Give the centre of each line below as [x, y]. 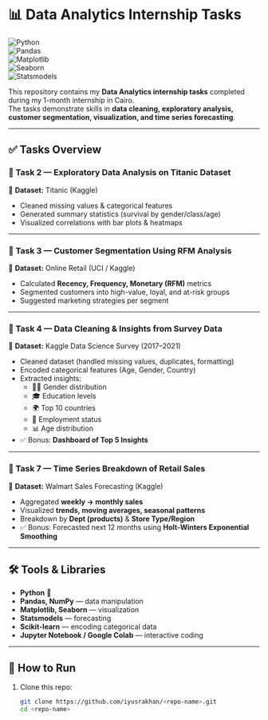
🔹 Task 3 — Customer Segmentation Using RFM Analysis [120, 250]
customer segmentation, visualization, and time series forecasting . [122, 117]
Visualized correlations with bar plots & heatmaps [101, 222]
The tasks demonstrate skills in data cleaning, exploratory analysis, [121, 109]
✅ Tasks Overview [55, 150]
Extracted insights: [51, 379]
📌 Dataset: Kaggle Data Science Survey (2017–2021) [95, 346]
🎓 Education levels [64, 396]
